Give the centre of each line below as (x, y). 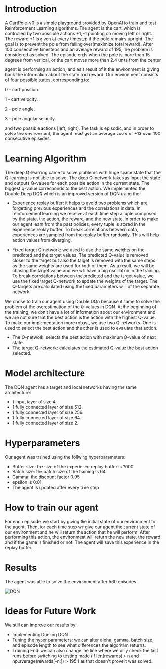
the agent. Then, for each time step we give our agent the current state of (80, 527)
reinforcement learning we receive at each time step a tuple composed (84, 213)
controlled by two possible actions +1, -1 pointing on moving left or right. (79, 33)
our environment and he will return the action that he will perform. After (78, 532)
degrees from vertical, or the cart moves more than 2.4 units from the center (83, 60)
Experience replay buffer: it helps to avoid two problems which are (80, 203)
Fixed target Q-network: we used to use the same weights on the (78, 250)
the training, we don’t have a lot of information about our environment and (80, 312)
